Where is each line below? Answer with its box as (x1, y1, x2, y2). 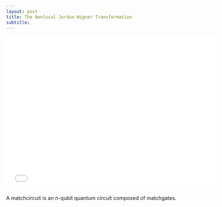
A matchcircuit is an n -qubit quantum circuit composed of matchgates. (6, 195, 177, 202)
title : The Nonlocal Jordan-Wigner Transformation (6, 14, 132, 20)
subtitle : (6, 19, 30, 25)
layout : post (6, 8, 38, 15)
